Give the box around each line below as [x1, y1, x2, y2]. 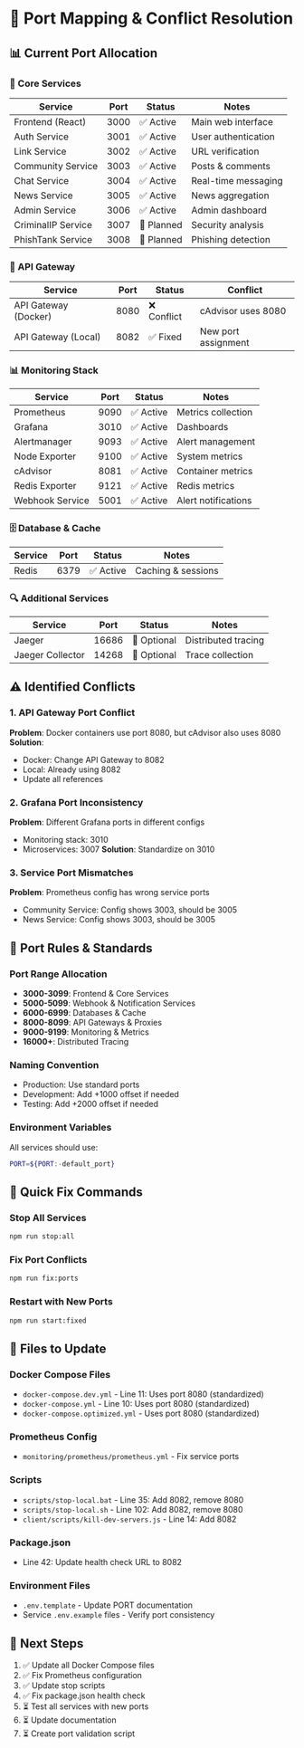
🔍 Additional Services [9, 592, 109, 605]
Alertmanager [14, 435, 72, 448]
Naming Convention [9, 1058, 100, 1071]
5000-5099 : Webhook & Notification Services [22, 998, 196, 1008]
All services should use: [9, 1141, 99, 1152]
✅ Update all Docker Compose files [22, 1660, 156, 1671]
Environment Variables [9, 1122, 112, 1134]
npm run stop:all [9, 1232, 75, 1241]
